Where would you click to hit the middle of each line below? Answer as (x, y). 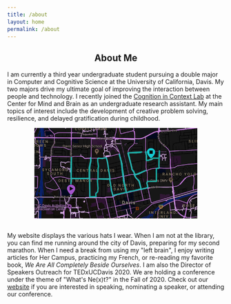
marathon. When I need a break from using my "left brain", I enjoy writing (111, 250)
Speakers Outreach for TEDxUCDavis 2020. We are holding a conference (111, 272)
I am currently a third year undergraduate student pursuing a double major (113, 74)
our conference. (30, 294)
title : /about (28, 14)
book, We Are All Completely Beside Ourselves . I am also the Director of (109, 265)
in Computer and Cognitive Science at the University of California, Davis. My (115, 82)
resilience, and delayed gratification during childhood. (84, 119)
